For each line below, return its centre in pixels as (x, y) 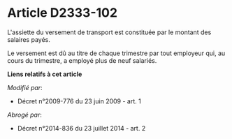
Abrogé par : (24, 115)
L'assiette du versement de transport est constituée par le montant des (109, 32)
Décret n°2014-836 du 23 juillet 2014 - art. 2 (81, 128)
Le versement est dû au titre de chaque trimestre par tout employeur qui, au (116, 53)
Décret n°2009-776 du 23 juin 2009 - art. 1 (79, 101)
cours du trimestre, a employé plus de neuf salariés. (82, 60)
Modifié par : (25, 87)
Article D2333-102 (62, 13)
